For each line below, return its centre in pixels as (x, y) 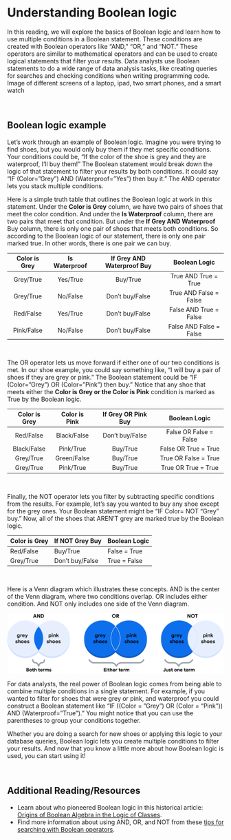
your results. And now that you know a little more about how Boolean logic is (115, 748)
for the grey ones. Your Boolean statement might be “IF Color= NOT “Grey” (113, 511)
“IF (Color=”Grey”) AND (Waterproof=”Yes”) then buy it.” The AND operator (114, 178)
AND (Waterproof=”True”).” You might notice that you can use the (100, 713)
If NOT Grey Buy (78, 541)
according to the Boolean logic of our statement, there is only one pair (107, 236)
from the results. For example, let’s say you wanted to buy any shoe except (113, 504)
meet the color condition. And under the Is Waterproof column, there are (110, 214)
